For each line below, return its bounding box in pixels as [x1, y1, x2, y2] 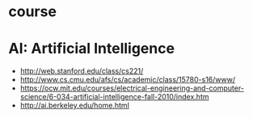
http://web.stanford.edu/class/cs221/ [19, 66, 144, 76]
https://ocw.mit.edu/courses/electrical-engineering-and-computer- [19, 83, 245, 93]
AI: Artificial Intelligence [8, 40, 175, 58]
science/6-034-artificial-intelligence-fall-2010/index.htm [19, 92, 209, 102]
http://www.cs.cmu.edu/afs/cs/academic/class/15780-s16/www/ [19, 75, 236, 85]
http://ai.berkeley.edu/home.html [19, 100, 129, 111]
